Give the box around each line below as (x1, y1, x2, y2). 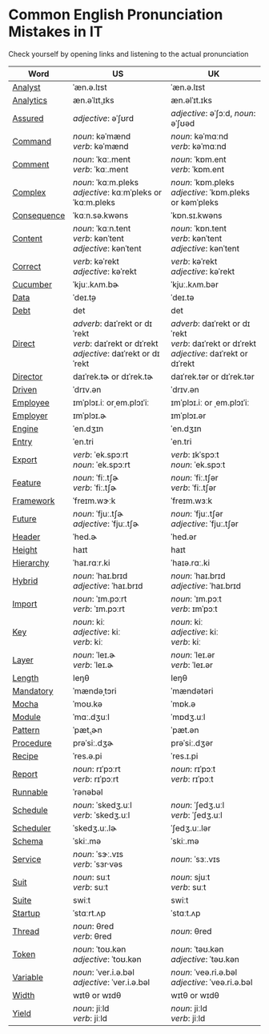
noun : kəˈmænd (73, 131, 131, 142)
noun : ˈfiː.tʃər (171, 472, 219, 483)
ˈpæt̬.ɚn (73, 724, 102, 735)
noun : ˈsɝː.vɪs (73, 848, 124, 859)
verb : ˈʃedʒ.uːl (171, 809, 223, 820)
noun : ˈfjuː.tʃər (171, 508, 223, 519)
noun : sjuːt (171, 871, 211, 883)
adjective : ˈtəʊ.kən (171, 953, 240, 964)
